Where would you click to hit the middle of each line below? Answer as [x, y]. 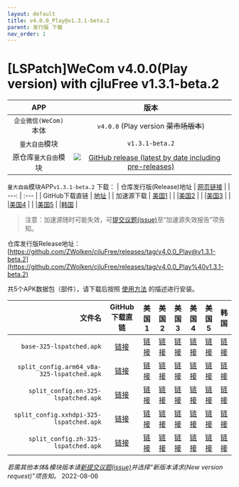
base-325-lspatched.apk [61, 347]
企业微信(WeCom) [39, 121]
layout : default [31, 14]
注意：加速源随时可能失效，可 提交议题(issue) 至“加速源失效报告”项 [122, 220]
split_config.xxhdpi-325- [58, 415]
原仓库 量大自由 [35, 157]
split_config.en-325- [65, 391]
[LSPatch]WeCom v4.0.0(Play [98, 69]
